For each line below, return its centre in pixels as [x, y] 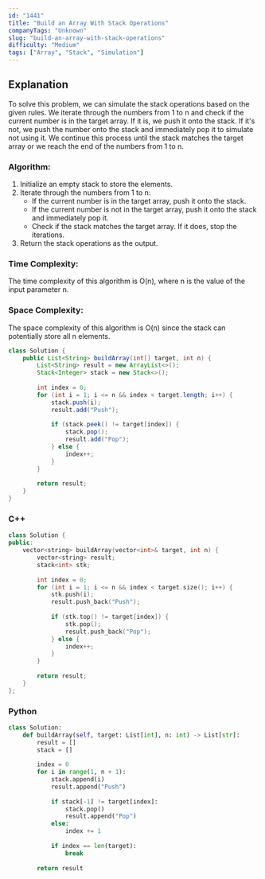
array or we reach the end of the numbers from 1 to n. [96, 146]
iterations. [48, 235]
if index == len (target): [94, 846]
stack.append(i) [78, 780]
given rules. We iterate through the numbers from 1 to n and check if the [126, 112]
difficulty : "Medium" [44, 45]
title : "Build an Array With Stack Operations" [89, 23]
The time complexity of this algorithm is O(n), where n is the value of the [127, 281]
